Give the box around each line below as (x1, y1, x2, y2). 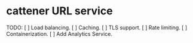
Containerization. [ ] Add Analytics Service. (6, 30, 112, 37)
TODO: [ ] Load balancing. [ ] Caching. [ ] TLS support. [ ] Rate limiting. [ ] (6, 24, 188, 31)
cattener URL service (6, 4, 113, 18)
